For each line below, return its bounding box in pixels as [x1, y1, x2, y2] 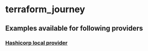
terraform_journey [5, 4, 85, 15]
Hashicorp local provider [5, 39, 68, 46]
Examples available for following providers [5, 24, 143, 33]
